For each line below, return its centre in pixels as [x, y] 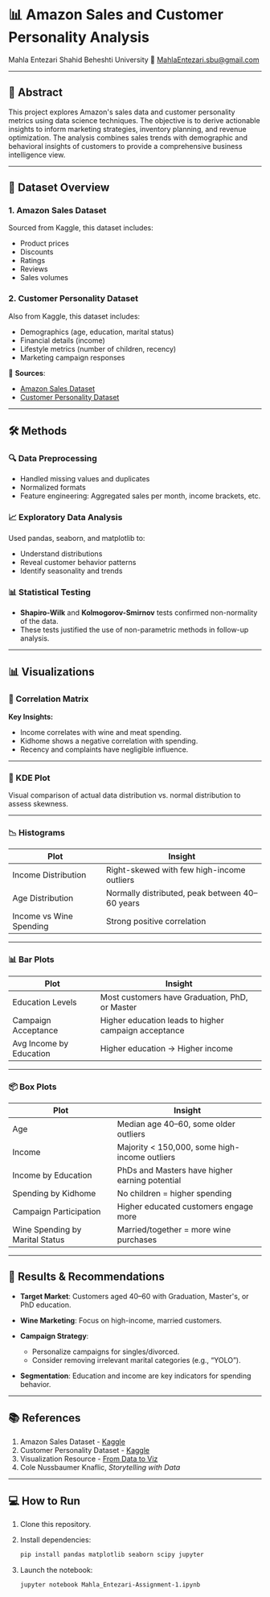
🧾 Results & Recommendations [86, 1277]
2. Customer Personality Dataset [74, 299]
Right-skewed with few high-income [176, 870]
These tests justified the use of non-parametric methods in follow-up [134, 630]
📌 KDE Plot [29, 778]
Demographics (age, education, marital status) [97, 332]
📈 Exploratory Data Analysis [65, 518]
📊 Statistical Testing [49, 592]
